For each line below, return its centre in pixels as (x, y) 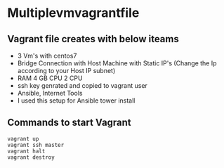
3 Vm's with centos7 (47, 56)
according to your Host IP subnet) (66, 71)
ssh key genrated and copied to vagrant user (82, 85)
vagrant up (23, 138)
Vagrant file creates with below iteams (93, 39)
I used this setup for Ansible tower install (76, 101)
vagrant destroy (31, 157)
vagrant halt (26, 151)
